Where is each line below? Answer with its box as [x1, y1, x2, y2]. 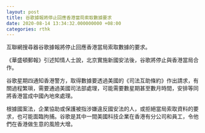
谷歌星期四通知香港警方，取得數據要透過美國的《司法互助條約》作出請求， [6, 77, 193, 84]
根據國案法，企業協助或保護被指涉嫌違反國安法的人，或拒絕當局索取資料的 [6, 105, 193, 113]
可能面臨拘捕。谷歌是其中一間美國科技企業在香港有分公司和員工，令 [22, 113, 193, 120]
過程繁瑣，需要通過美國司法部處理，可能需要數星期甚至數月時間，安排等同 [11, 85, 199, 92]
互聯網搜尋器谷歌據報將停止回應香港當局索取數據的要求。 [6, 43, 151, 51]
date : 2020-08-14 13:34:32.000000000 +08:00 [6, 20, 121, 26]
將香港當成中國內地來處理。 [6, 92, 76, 99]
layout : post [6, 9, 40, 15]
